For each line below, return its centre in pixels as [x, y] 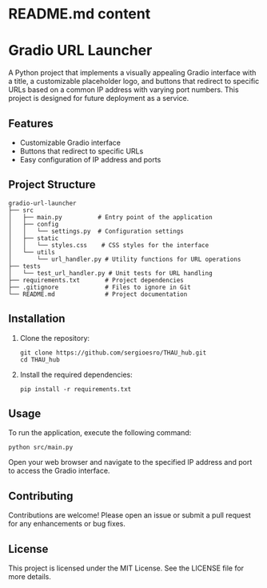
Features [31, 124]
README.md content [80, 14]
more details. [30, 576]
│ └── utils [32, 252]
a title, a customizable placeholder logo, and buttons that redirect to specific [134, 82]
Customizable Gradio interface [70, 142]
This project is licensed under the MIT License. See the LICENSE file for [126, 568]
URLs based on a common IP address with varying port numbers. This [124, 90]
